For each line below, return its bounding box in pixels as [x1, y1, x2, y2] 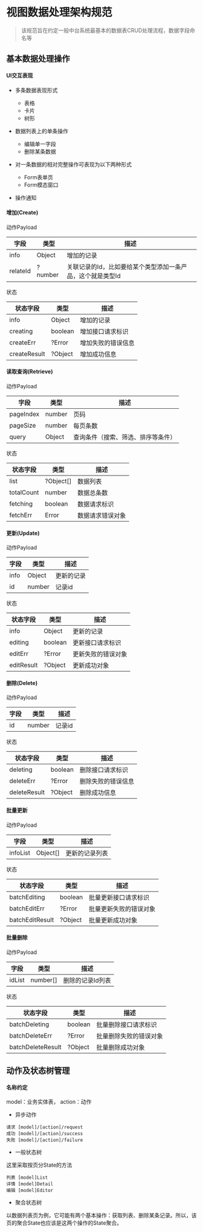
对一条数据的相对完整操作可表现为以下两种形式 [14, 161, 132, 168]
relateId [9, 267, 31, 275]
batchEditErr [9, 904, 45, 912]
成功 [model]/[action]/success [6, 1131, 83, 1137]
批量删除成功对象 [96, 1043, 145, 1052]
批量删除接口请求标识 [96, 1020, 157, 1028]
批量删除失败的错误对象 [96, 1032, 163, 1040]
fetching [9, 499, 33, 508]
